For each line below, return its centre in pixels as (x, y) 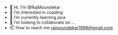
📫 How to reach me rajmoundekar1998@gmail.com (61, 28)
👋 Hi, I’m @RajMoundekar (35, 7)
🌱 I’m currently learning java (37, 17)
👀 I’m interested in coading (36, 12)
